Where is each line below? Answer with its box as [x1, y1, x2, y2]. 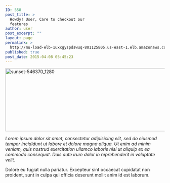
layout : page [5, 36, 33, 41]
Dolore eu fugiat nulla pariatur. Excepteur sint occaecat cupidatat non [5, 167, 150, 173]
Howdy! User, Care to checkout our [10, 17, 85, 22]
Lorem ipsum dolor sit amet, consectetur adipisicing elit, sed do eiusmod [5, 136, 157, 142]
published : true [5, 49, 39, 54]
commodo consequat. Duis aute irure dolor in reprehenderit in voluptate [5, 152, 155, 158]
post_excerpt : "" [5, 31, 42, 36]
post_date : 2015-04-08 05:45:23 [5, 54, 73, 59]
